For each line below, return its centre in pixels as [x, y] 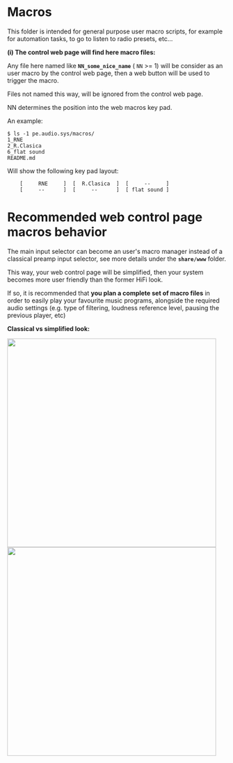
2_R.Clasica [24, 146]
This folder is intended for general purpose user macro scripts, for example [115, 31]
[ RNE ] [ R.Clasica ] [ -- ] [95, 184]
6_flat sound [26, 152]
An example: [25, 121]
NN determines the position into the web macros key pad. [90, 107]
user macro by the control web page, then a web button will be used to [109, 73]
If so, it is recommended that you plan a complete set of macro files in [109, 293]
